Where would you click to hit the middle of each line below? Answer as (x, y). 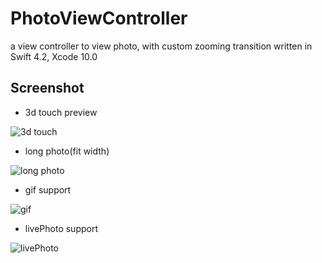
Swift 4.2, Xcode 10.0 (54, 56)
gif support (48, 189)
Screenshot (47, 88)
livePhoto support (61, 228)
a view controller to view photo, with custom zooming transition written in (161, 46)
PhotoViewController (99, 18)
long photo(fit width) (67, 151)
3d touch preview (61, 112)
